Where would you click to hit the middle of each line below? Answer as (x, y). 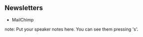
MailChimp (23, 19)
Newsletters (24, 8)
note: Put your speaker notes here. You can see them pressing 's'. (71, 29)
